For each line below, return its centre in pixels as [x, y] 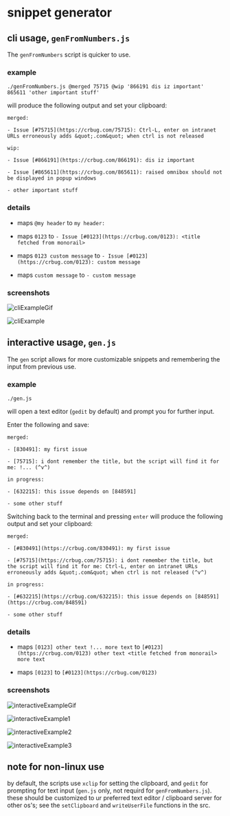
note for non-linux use [56, 767]
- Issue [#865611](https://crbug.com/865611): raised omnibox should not [115, 172]
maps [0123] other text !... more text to [79, 647]
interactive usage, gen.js [62, 343]
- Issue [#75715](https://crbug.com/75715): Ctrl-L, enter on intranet [112, 130]
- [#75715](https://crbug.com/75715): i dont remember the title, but [110, 561]
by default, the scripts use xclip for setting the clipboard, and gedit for [108, 784]
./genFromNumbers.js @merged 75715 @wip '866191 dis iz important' [106, 87]
